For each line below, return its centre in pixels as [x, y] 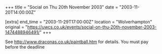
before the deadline [25, 47]
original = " [16, 27]
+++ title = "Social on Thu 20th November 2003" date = [62, 7]
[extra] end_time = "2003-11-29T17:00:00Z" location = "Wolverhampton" [79, 22]
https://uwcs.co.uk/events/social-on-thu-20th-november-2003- [92, 27]
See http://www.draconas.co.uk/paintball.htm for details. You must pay [77, 42]
